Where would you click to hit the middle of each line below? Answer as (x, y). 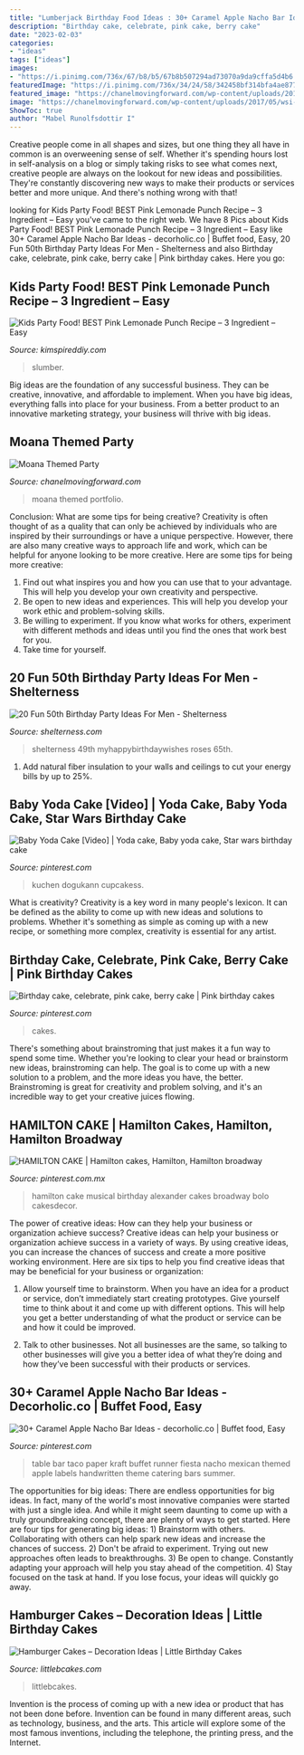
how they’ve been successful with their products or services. (136, 1364)
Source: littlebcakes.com (56, 1669)
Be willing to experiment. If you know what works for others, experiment (157, 620)
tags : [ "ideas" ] (40, 60)
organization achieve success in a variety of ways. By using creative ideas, (149, 1242)
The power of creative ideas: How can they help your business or (131, 1223)
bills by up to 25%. (57, 776)
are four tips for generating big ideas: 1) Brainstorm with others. (128, 1529)
